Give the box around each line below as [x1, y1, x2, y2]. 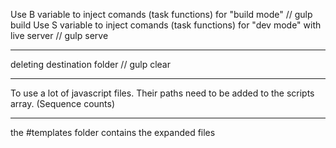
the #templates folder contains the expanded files [10, 127, 216, 138]
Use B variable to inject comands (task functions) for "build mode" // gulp [10, 9, 313, 20]
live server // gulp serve [10, 30, 109, 41]
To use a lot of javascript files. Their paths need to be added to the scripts [10, 87, 315, 99]
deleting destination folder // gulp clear [10, 59, 171, 70]
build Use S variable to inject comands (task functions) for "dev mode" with [10, 19, 322, 31]
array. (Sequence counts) [10, 98, 116, 109]
